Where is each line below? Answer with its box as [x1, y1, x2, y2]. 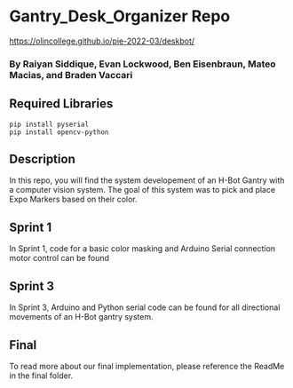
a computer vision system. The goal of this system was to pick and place [9, 185, 276, 195]
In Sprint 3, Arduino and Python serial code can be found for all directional [9, 302, 281, 313]
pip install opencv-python [9, 127, 109, 137]
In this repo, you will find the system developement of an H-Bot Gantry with [9, 175, 285, 186]
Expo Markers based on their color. [9, 194, 138, 205]
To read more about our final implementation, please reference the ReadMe [9, 360, 285, 371]
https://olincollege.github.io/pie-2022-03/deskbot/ [9, 36, 195, 46]
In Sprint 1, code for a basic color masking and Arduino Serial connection [9, 243, 276, 254]
